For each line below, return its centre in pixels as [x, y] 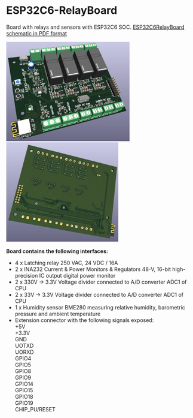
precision [26, 275]
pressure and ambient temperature [58, 314]
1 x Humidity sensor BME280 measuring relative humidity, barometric [100, 307]
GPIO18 [24, 396]
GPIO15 [24, 390]
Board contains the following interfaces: [57, 251]
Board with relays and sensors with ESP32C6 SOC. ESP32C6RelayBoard [95, 27]
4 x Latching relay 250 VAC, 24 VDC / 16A [66, 263]
